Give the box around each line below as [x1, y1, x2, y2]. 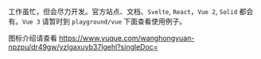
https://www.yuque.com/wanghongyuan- [58, 34, 195, 42]
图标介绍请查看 [8, 34, 57, 42]
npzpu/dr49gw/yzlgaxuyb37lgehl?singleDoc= [8, 42, 158, 51]
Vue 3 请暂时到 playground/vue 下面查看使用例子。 [22, 17, 187, 26]
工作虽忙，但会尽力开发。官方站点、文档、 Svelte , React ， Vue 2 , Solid [8, 7, 238, 16]
